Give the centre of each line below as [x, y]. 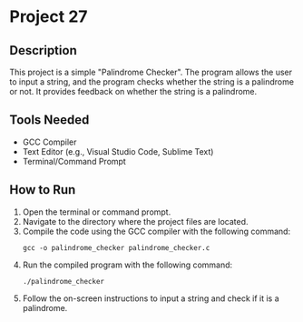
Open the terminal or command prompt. [97, 212]
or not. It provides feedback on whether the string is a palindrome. [133, 91]
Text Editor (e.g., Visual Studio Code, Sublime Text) [118, 151]
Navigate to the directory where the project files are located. [135, 221]
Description [43, 50]
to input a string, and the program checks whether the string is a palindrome [152, 82]
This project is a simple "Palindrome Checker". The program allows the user [151, 72]
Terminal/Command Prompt [74, 161]
